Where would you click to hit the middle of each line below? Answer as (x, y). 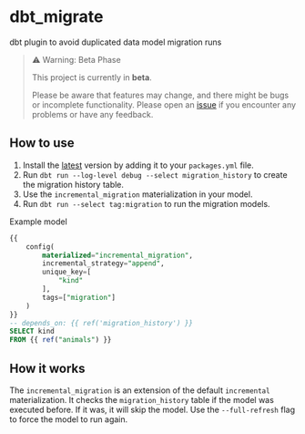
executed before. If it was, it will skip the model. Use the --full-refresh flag (152, 409)
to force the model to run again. (69, 419)
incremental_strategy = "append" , (104, 263)
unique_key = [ (67, 272)
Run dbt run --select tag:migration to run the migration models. (146, 203)
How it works (47, 368)
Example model (39, 222)
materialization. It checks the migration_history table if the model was (142, 399)
